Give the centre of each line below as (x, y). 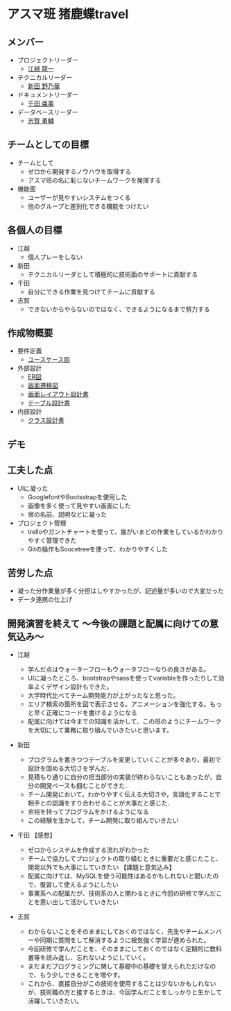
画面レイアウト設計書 (58, 394)
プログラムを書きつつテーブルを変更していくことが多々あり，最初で (124, 760)
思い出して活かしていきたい (79, 902)
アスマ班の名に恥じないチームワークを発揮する (94, 180)
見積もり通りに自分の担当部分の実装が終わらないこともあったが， (122, 777)
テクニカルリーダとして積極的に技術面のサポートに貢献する (113, 274)
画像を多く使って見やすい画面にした (79, 505)
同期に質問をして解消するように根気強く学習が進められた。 (125, 940)
